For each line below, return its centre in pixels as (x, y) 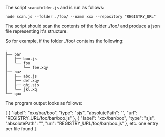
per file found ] (21, 129)
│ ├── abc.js (21, 76)
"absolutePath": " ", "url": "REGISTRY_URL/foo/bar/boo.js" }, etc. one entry (82, 123)
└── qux (13, 94)
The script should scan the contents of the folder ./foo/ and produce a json (83, 26)
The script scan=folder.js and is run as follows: (55, 7)
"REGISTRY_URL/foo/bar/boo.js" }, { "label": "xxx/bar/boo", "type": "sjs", (80, 118)
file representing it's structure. (36, 31)
